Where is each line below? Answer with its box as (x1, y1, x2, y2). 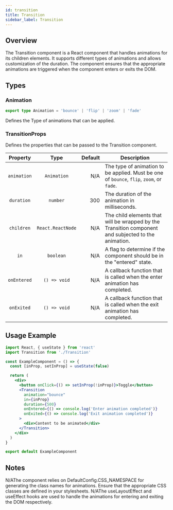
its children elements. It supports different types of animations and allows (5, 55, 161, 62)
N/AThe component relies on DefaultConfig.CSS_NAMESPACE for (5, 477, 144, 483)
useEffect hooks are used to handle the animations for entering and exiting (5, 494, 164, 500)
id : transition (5, 7, 38, 13)
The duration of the (105, 191, 152, 198)
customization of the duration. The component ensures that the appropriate (5, 61, 166, 67)
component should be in (105, 252, 164, 260)
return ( (10, 373, 29, 378)
